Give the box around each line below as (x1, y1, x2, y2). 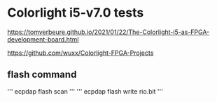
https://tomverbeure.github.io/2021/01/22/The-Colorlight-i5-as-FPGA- (7, 28, 210, 36)
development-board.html (7, 35, 79, 43)
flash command (7, 69, 77, 80)
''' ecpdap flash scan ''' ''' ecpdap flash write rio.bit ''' (7, 87, 163, 95)
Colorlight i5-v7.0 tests (7, 5, 144, 21)
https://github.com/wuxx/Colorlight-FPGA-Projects (7, 49, 154, 57)
